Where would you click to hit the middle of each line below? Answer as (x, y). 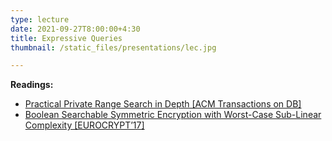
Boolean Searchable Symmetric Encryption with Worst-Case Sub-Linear (173, 115)
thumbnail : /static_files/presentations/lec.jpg (113, 47)
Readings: (32, 85)
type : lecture (40, 19)
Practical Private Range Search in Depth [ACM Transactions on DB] (163, 104)
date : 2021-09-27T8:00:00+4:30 (75, 29)
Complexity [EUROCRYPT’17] (84, 125)
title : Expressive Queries (66, 38)
